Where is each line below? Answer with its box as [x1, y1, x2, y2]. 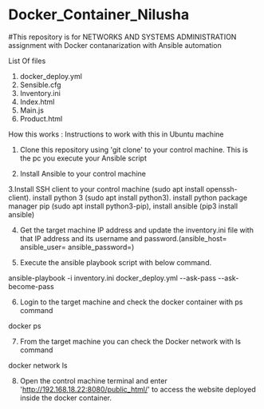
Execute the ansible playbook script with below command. [19, 257, 212, 267]
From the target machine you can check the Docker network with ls [19, 336, 242, 346]
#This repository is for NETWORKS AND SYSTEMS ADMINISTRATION [8, 32, 237, 42]
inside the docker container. [19, 393, 112, 403]
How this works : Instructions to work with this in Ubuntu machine [8, 129, 224, 139]
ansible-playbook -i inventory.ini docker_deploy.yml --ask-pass [8, 273, 217, 283]
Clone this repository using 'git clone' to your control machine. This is [19, 145, 249, 154]
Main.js [19, 105, 44, 115]
